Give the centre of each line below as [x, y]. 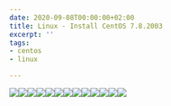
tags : [19, 43]
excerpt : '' [31, 34]
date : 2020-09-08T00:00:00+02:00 [72, 18]
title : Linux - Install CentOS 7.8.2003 [86, 26]
